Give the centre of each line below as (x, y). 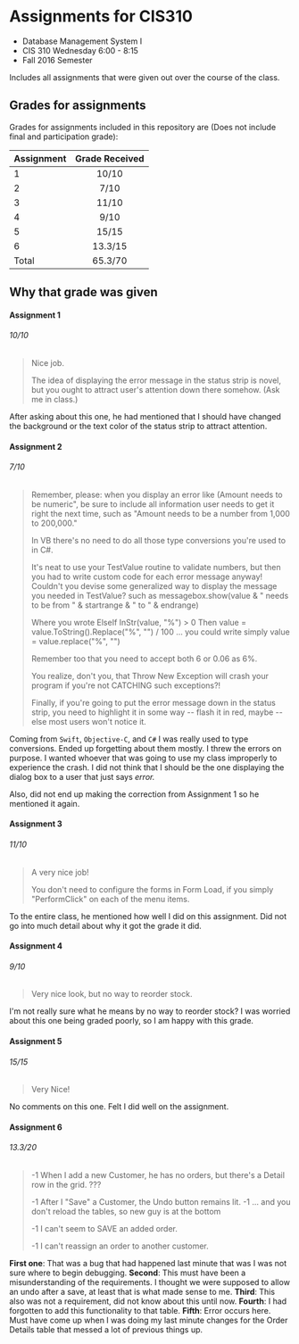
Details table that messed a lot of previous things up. (106, 1329)
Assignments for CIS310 (101, 17)
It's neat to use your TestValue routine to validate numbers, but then (156, 567)
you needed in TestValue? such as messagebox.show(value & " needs (160, 595)
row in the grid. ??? (66, 1184)
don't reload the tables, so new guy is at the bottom (126, 1211)
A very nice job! (60, 872)
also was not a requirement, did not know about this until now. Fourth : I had (148, 1301)
